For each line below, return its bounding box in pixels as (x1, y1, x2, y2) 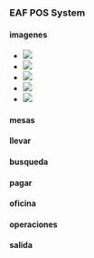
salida (9, 240, 33, 251)
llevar (9, 135, 32, 147)
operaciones (9, 219, 58, 230)
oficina (9, 198, 36, 209)
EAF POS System (9, 6, 86, 19)
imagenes (9, 29, 48, 40)
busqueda (9, 156, 49, 167)
